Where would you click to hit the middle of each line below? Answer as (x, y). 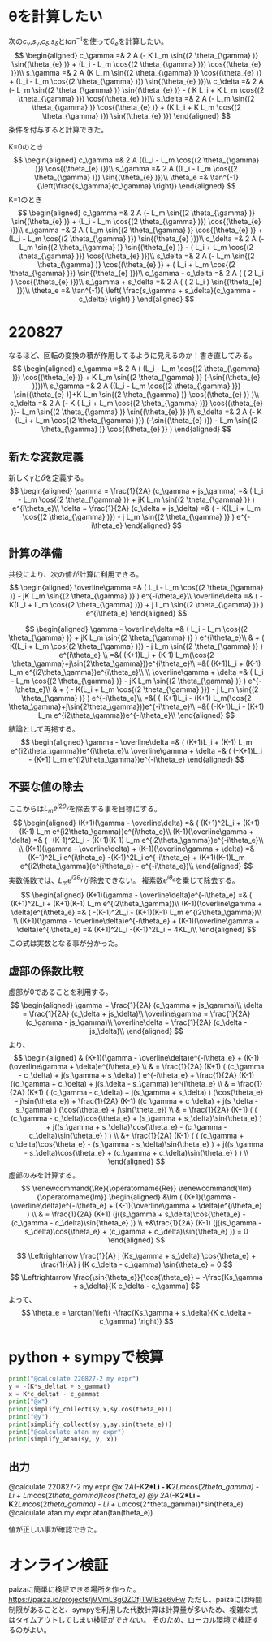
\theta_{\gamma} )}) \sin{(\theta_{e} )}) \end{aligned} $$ (136, 116)
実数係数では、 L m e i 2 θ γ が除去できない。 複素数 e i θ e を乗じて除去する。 (124, 880)
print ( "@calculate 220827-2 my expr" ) (74, 1379)
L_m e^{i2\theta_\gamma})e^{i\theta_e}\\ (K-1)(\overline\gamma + (145, 832)
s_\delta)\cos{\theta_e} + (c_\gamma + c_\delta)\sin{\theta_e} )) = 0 (136, 1232)
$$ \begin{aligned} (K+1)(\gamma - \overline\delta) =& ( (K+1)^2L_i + (127, 823)
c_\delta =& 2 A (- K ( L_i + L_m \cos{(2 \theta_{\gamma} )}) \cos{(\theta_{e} (136, 404)
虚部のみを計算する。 (44, 1175)
